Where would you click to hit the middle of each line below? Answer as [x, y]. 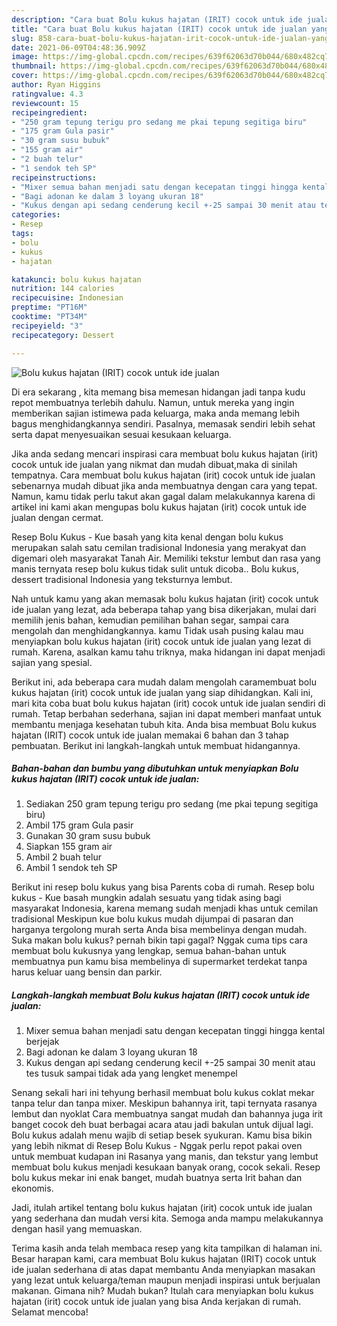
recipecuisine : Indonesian [67, 298]
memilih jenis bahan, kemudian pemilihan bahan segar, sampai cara [150, 620]
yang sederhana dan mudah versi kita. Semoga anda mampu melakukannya [167, 1218]
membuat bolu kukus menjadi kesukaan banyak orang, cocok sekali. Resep [166, 1167]
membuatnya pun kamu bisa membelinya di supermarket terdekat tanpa [159, 962]
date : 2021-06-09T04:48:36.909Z [78, 47]
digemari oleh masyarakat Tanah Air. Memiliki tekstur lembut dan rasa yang [166, 558]
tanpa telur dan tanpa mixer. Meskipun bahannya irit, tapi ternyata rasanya [164, 1103]
